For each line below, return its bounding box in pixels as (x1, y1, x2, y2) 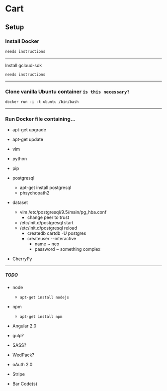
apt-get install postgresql (19, 185, 72, 191)
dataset (12, 199, 28, 205)
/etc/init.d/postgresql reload (19, 225, 78, 231)
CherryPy (12, 256, 32, 262)
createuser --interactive (27, 236, 77, 242)
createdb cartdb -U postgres (27, 230, 86, 236)
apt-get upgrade (12, 127, 46, 133)
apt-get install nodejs (19, 295, 70, 300)
